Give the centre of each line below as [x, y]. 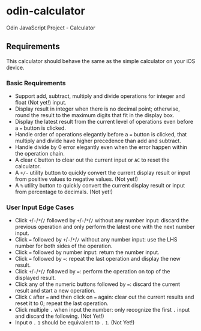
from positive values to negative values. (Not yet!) [76, 179]
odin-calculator [46, 11]
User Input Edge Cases [40, 207]
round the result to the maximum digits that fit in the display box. [94, 115]
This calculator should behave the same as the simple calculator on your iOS [101, 61]
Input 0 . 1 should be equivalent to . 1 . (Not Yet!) [75, 323]
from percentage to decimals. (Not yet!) [64, 192]
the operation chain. [40, 154]
